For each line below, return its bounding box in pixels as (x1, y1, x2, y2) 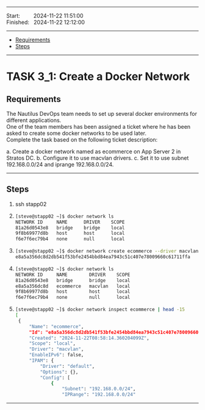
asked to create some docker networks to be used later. (6, 129, 147, 137)
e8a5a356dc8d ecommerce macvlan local (15, 283, 131, 289)
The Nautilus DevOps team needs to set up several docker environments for (6, 110, 197, 117)
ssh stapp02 (15, 200, 47, 207)
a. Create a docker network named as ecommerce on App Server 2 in (6, 148, 181, 155)
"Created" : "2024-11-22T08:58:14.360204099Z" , (29, 335, 149, 341)
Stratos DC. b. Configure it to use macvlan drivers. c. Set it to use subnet (6, 154, 189, 162)
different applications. (6, 117, 62, 124)
